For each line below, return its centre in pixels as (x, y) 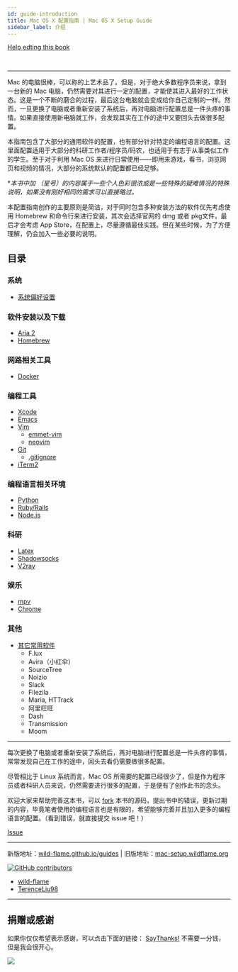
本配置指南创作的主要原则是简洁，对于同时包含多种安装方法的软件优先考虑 (116, 207)
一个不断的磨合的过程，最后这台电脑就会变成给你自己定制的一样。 (128, 100)
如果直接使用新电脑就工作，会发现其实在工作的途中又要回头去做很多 (119, 118)
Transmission (48, 724)
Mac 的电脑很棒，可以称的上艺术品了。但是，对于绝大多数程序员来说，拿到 (117, 82)
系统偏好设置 (36, 297)
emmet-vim (45, 434)
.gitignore (42, 457)
